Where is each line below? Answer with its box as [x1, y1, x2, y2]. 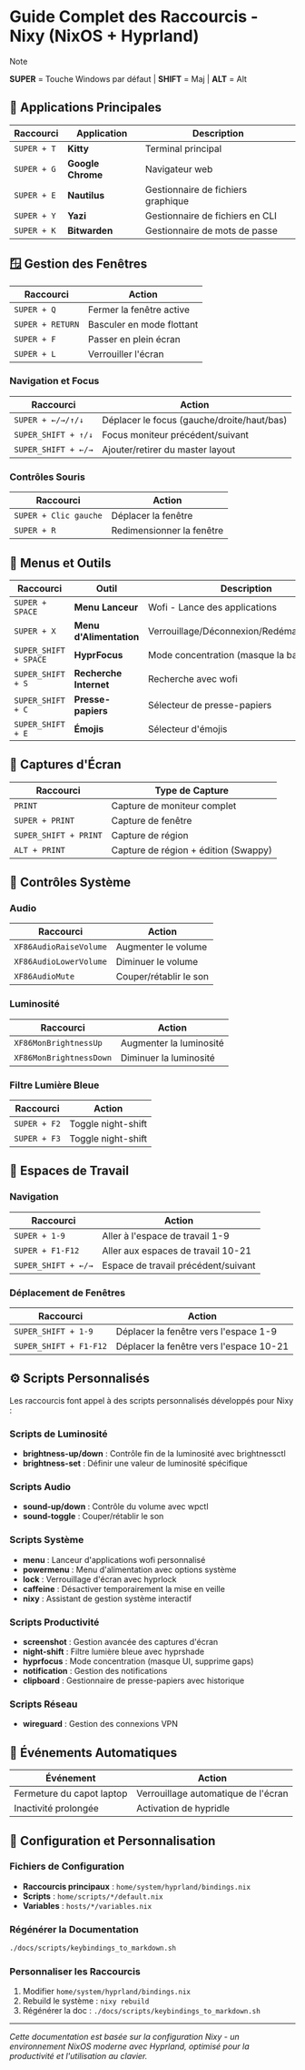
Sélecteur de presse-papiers [148, 698, 272, 711]
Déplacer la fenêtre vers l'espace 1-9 [115, 1325, 278, 1338]
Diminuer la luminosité [120, 1051, 215, 1064]
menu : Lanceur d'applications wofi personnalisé [22, 1554, 206, 1565]
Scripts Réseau [9, 1698, 78, 1710]
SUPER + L [14, 349, 56, 359]
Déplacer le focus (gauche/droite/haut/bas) [102, 413, 288, 426]
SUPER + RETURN [14, 319, 80, 330]
